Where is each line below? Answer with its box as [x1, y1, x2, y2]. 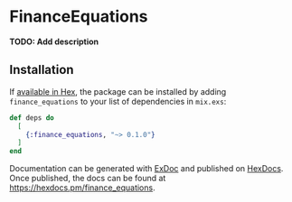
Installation [9, 62, 74, 78]
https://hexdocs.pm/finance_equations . [9, 182, 155, 193]
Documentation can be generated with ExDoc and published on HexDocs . [9, 163, 284, 174]
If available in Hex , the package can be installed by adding [9, 86, 227, 96]
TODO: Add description [9, 36, 99, 47]
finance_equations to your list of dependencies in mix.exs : [9, 96, 227, 106]
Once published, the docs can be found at [9, 173, 166, 184]
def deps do [9, 113, 54, 123]
